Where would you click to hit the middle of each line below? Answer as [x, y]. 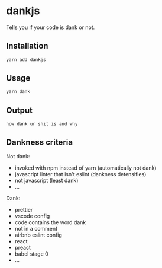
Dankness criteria [39, 142]
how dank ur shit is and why [42, 124]
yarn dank [18, 92]
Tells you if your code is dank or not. [51, 27]
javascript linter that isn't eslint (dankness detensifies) [80, 174]
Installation [27, 46]
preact [23, 247]
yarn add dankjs [26, 60]
